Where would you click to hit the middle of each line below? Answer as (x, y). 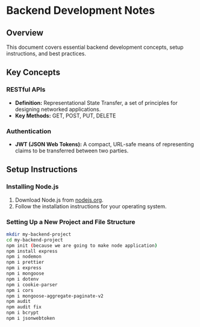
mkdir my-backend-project (39, 234)
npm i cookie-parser (32, 285)
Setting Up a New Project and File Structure (71, 222)
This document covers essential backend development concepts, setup (95, 47)
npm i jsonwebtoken (31, 319)
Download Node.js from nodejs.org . (59, 200)
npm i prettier (25, 263)
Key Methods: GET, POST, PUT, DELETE (65, 116)
